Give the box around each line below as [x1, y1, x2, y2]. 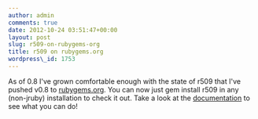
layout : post [8, 33, 51, 41]
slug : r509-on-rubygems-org [8, 41, 101, 49]
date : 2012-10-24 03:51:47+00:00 [8, 26, 118, 34]
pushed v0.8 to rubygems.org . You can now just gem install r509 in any [8, 85, 239, 94]
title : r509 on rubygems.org [8, 48, 104, 56]
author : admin [8, 11, 55, 20]
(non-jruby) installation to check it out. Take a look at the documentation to [8, 93, 250, 103]
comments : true [8, 19, 58, 27]
